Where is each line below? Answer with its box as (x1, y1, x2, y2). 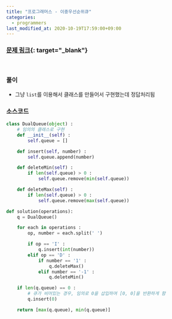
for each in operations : (17, 225, 82, 231)
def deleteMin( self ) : (17, 165, 73, 171)
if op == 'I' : (27, 241, 66, 247)
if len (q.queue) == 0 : (17, 285, 76, 291)
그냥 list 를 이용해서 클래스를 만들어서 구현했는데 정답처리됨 (14, 91, 155, 98)
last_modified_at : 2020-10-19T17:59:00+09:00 (6, 25, 121, 32)
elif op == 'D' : (27, 252, 70, 258)
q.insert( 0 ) (27, 296, 58, 302)
